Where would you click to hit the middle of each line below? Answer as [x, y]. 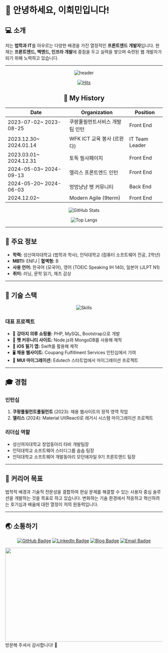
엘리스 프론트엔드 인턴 [94, 172]
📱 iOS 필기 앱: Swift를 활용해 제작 [45, 346]
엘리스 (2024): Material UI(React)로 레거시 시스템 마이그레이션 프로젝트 [83, 418]
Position [145, 112]
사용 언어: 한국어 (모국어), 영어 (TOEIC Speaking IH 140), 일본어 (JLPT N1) [86, 267]
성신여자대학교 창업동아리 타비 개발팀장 [50, 444]
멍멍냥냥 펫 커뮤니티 [91, 187]
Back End [140, 186]
